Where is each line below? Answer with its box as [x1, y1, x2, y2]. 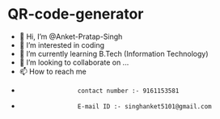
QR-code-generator [7, 5, 144, 23]
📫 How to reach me [19, 66, 87, 76]
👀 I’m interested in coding [19, 40, 105, 49]
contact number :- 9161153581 [77, 87, 180, 95]
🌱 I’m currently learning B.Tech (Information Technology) [19, 49, 209, 58]
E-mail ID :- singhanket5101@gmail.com [77, 102, 212, 110]
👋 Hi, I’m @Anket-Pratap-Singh [19, 32, 123, 41]
